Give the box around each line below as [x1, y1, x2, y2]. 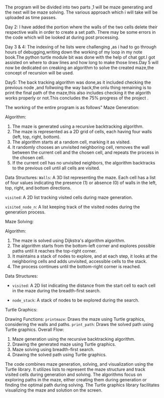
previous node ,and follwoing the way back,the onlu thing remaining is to [5, 85, 152, 90]
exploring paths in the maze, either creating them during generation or [5, 377, 147, 382]
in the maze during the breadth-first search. [12, 288, 101, 293]
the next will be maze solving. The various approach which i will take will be [5, 9, 158, 15]
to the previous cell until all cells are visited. [12, 165, 100, 171]
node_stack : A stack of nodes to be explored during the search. [12, 297, 140, 303]
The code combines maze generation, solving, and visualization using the [5, 361, 154, 367]
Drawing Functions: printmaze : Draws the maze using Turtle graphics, [5, 316, 145, 322]
